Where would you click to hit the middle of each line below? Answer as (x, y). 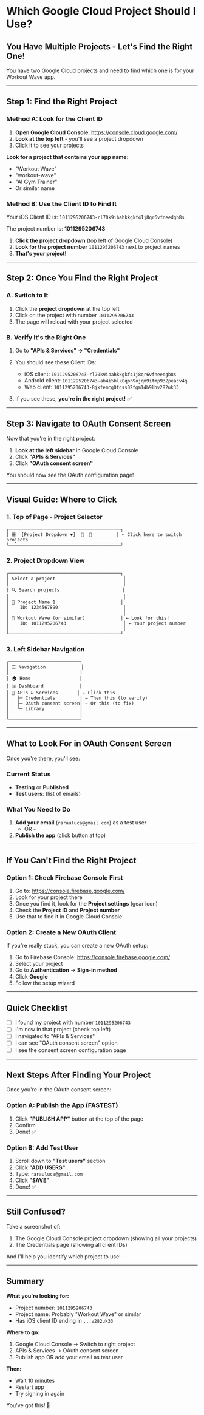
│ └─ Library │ (45, 709)
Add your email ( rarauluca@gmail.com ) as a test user (81, 823)
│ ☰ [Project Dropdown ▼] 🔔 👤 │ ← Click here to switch (94, 535)
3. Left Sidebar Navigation (46, 649)
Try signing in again (40, 1393)
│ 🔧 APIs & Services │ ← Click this (61, 693)
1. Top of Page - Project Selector (54, 517)
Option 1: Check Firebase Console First (65, 877)
